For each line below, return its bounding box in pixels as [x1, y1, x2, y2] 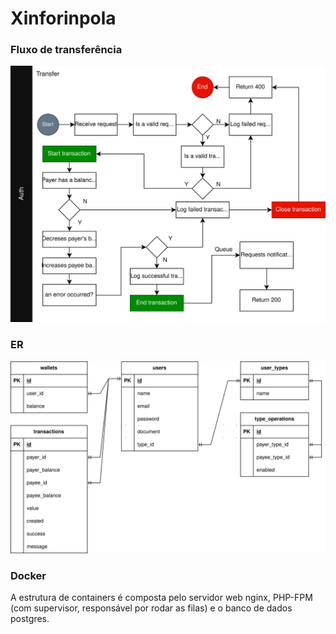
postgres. [10, 613, 50, 625]
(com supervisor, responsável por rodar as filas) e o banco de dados [10, 602, 293, 614]
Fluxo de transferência [10, 43, 123, 57]
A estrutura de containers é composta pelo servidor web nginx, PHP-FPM [10, 592, 313, 604]
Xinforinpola [10, 7, 117, 30]
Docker [10, 568, 47, 582]
